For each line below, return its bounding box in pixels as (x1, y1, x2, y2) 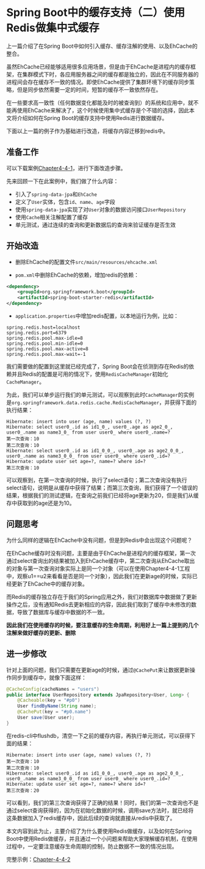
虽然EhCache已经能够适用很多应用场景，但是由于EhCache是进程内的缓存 (6, 62, 191, 70)
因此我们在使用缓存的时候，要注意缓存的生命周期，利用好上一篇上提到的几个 (6, 621, 199, 628)
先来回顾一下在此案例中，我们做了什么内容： (6, 177, 119, 184)
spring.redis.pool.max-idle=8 (6, 335, 84, 342)
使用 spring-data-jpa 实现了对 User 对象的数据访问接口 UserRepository (15, 206, 186, 213)
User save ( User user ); (17, 715, 75, 721)
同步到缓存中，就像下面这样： (11, 674, 87, 681)
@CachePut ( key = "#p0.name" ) (17, 709, 92, 715)
